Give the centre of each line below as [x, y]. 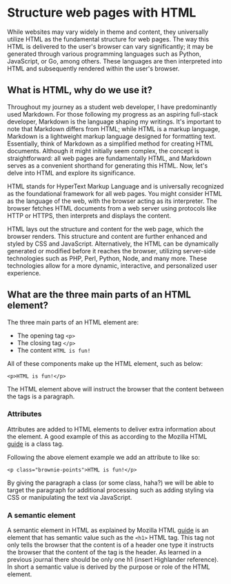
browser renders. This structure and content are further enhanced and [107, 236]
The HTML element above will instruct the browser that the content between [115, 389]
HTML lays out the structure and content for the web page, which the [106, 228]
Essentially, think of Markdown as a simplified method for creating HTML [110, 144]
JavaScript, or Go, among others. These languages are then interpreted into [115, 61]
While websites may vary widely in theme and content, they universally [108, 32]
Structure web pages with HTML [102, 13]
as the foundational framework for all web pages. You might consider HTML [115, 193]
